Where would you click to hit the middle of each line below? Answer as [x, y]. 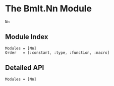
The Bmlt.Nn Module [49, 9]
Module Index [27, 37]
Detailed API [25, 68]
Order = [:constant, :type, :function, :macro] [57, 52]
